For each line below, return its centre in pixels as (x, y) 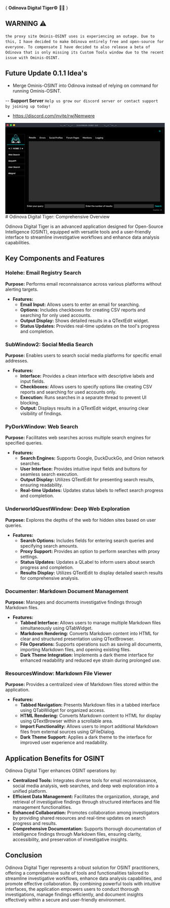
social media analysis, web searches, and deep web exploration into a (85, 786)
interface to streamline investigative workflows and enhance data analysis (82, 237)
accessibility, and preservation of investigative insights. (70, 840)
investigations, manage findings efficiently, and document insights (74, 894)
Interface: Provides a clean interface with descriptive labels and (87, 376)
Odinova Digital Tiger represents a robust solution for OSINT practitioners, (82, 868)
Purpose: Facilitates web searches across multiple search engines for (78, 438)
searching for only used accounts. (56, 315)
